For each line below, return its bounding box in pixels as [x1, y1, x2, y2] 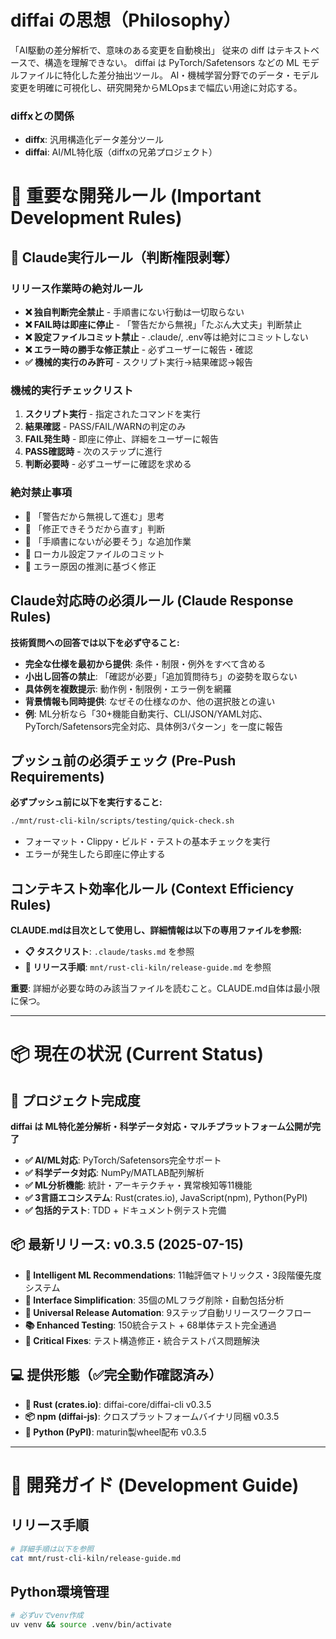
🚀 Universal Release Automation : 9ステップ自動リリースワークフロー [24, 1306, 312, 1318]
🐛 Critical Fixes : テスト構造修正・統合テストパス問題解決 [24, 1334, 260, 1346]
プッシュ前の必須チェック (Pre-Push [10, 752, 237, 769]
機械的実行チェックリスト [10, 384, 134, 398]
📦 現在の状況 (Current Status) [10, 1043, 265, 1066]
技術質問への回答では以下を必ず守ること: [10, 636, 180, 648]
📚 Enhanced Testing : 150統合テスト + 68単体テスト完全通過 [24, 1319, 277, 1331]
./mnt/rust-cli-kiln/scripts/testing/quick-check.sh [10, 816, 235, 826]
